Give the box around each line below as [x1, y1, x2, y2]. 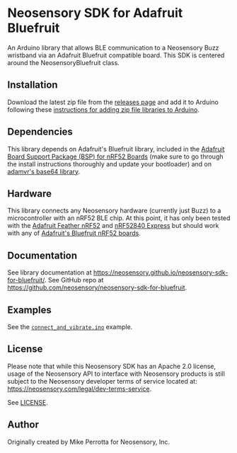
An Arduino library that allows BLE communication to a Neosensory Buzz [7, 43, 219, 52]
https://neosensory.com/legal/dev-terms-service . [7, 384, 152, 393]
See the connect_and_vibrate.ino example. [7, 323, 133, 331]
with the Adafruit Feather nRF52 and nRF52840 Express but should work [7, 222, 219, 230]
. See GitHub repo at [44, 276, 104, 285]
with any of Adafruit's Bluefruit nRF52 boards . [7, 229, 141, 238]
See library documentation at [7, 268, 92, 277]
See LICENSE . [7, 398, 48, 406]
